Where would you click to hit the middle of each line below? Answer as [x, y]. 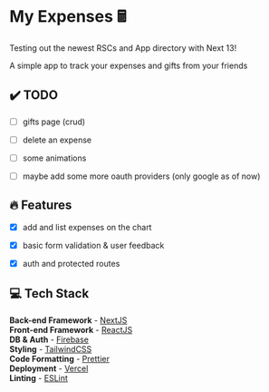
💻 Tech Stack [49, 294]
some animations [54, 158]
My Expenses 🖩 [68, 17]
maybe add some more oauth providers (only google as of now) [141, 176]
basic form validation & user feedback [93, 245]
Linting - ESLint [38, 377]
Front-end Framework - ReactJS [71, 329]
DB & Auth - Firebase [49, 339]
